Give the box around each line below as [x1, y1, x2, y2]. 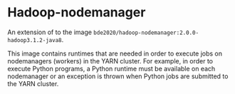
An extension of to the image [7, 28, 93, 36]
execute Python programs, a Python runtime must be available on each [7, 64, 216, 73]
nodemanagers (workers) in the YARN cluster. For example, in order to [7, 56, 214, 65]
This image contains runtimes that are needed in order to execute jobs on [7, 49, 223, 58]
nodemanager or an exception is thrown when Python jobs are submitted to [7, 72, 229, 80]
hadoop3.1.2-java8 [7, 36, 62, 43]
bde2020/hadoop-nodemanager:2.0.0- [93, 29, 199, 36]
